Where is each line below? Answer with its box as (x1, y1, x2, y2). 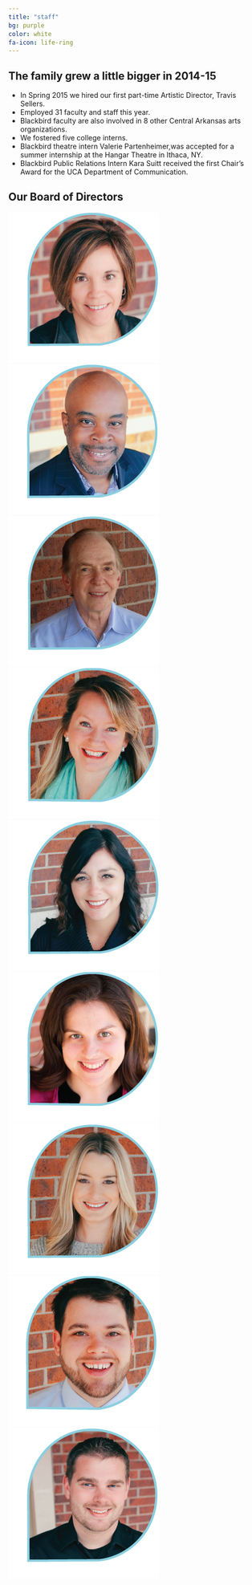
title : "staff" (8, 13, 59, 21)
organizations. (19, 124, 67, 134)
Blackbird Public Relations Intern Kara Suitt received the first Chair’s (19, 159, 245, 169)
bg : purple (8, 21, 45, 30)
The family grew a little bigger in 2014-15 (8, 69, 217, 83)
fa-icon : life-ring (8, 39, 74, 47)
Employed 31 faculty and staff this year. (19, 108, 151, 117)
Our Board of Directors (8, 190, 124, 204)
